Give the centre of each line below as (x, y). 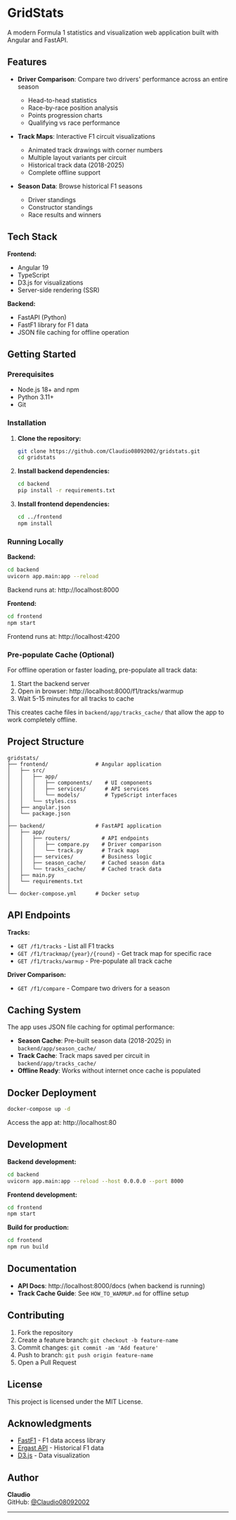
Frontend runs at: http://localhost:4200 (64, 636)
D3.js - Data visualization (53, 1455)
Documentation (42, 1269)
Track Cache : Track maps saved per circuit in (83, 1056)
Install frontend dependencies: (64, 504)
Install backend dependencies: (64, 471)
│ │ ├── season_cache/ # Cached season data (86, 863)
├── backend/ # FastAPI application (84, 826)
